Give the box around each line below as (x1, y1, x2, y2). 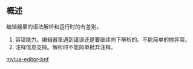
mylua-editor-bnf (6, 55, 50, 62)
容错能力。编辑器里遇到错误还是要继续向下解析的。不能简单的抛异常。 (15, 36, 191, 43)
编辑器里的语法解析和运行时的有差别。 (6, 23, 102, 30)
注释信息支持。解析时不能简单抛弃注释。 (15, 43, 116, 50)
